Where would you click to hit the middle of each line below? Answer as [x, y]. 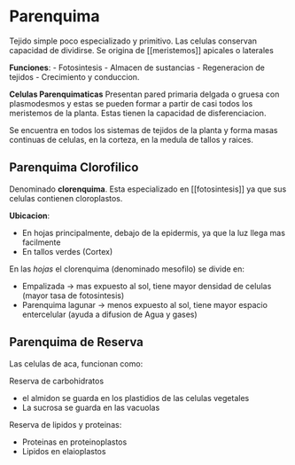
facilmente [41, 242]
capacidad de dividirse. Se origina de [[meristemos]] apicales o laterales [142, 50]
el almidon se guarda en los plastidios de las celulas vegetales [136, 398]
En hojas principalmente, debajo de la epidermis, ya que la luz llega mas [154, 232]
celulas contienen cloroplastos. [66, 198]
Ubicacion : [30, 216]
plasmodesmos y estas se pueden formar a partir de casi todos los [131, 103]
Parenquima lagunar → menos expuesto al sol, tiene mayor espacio [145, 304]
